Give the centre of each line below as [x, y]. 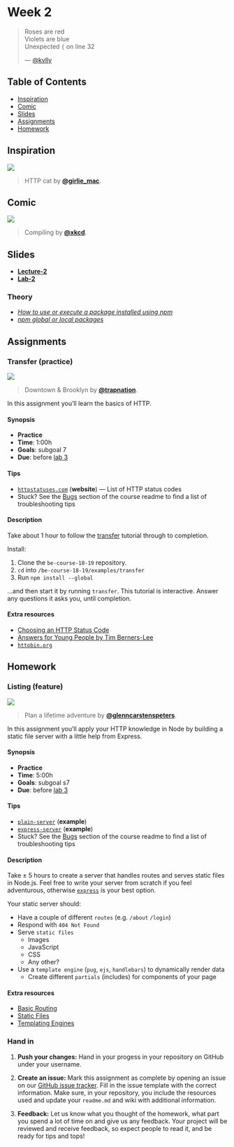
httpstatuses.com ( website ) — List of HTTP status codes [99, 489]
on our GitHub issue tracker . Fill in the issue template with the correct [117, 1085]
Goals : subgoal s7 [43, 782]
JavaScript [43, 947]
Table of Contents [47, 82]
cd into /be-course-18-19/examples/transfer [81, 570]
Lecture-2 [32, 272]
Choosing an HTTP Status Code [63, 630]
